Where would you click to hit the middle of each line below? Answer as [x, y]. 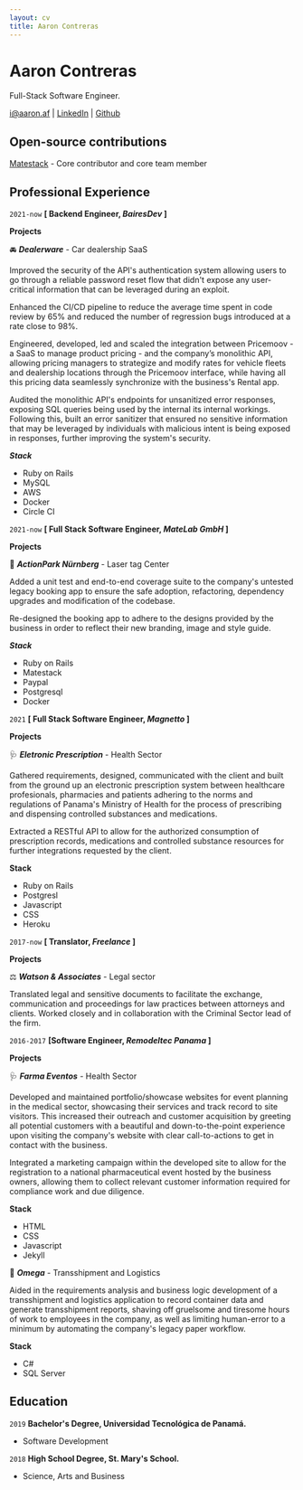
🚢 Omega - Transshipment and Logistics [85, 1273]
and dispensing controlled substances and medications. [114, 814]
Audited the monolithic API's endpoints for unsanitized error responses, [142, 400]
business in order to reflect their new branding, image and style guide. [140, 628]
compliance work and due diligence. [77, 1192]
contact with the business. [59, 1146]
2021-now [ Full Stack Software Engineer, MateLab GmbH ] [119, 529]
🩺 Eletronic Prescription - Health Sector [86, 755]
